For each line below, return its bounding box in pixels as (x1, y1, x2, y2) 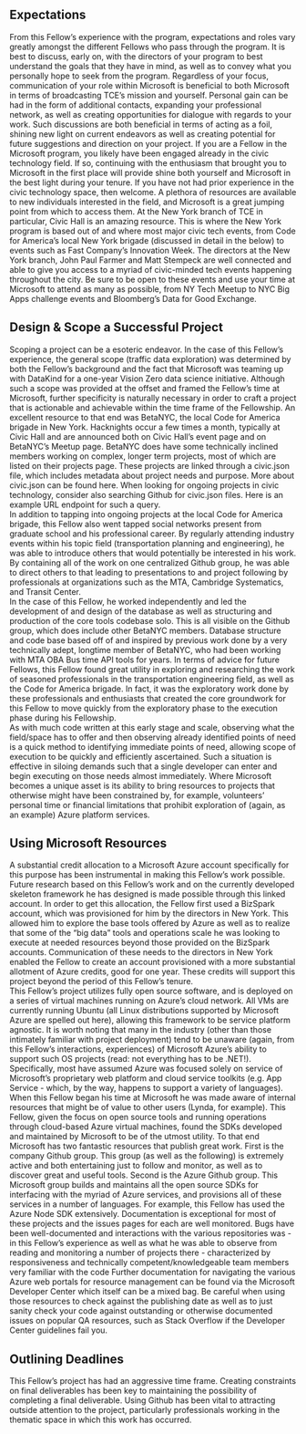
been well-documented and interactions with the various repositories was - (9, 1228, 291, 1239)
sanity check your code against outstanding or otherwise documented (9, 1305, 273, 1316)
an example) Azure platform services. (9, 809, 150, 820)
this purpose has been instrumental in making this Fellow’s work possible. (9, 869, 285, 880)
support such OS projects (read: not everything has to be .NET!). (9, 1054, 252, 1065)
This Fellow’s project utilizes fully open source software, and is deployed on (9, 985, 293, 997)
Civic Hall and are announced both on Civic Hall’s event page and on (9, 431, 267, 442)
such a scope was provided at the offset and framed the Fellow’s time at (9, 382, 280, 393)
